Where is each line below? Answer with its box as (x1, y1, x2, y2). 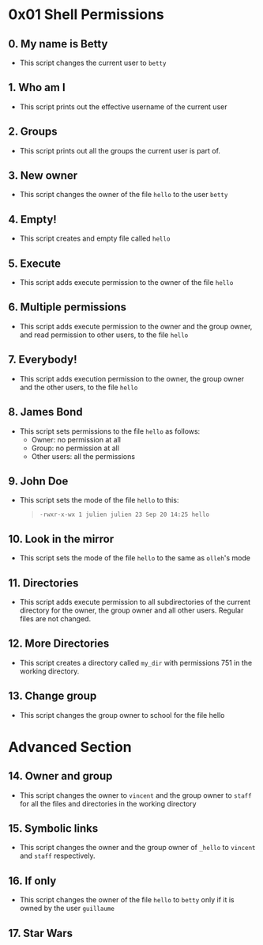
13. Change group (8, 689, 97, 703)
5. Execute (8, 256, 62, 270)
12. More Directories (8, 637, 110, 651)
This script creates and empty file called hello (19, 233, 171, 243)
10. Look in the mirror (8, 532, 115, 545)
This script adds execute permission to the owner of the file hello (19, 278, 234, 287)
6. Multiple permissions (8, 301, 127, 314)
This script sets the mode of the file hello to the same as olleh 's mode (19, 553, 251, 563)
